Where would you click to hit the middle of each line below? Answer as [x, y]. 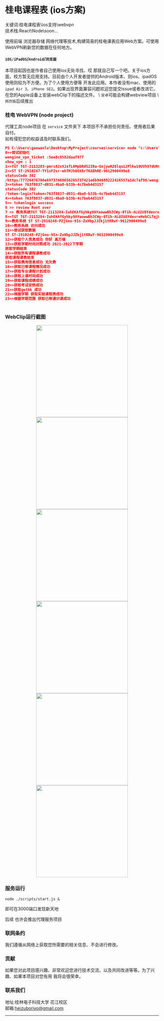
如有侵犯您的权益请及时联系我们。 [39, 139]
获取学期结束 [16, 248]
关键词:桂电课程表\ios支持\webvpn [40, 25]
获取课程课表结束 [20, 258]
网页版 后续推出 [19, 101]
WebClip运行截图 [25, 317]
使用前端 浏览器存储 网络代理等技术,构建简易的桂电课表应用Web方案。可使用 [82, 41]
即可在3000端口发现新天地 [32, 909]
